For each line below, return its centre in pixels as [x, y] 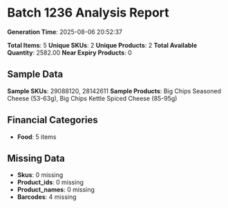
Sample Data [35, 74]
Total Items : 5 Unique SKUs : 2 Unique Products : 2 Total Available [102, 45]
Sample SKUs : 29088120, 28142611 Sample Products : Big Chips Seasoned [114, 91]
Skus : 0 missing [40, 175]
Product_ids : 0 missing [50, 182]
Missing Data [36, 158]
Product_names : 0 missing [56, 190]
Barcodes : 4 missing [47, 197]
